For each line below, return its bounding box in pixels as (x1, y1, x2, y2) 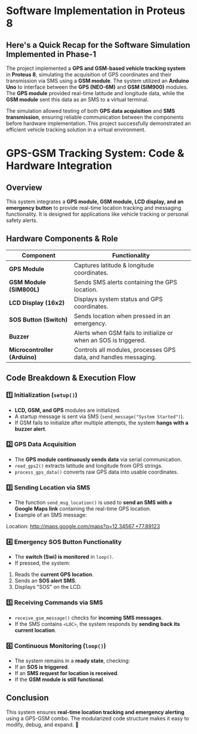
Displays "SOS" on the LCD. (14, 584, 82, 591)
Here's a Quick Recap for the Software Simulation (6, 40, 191, 50)
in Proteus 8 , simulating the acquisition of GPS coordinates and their (6, 71, 172, 78)
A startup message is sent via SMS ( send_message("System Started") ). (14, 413, 185, 420)
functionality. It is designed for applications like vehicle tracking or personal (6, 210, 189, 217)
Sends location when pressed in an (74, 311, 171, 320)
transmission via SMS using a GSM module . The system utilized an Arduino (6, 78, 189, 84)
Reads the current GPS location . (14, 571, 94, 578)
